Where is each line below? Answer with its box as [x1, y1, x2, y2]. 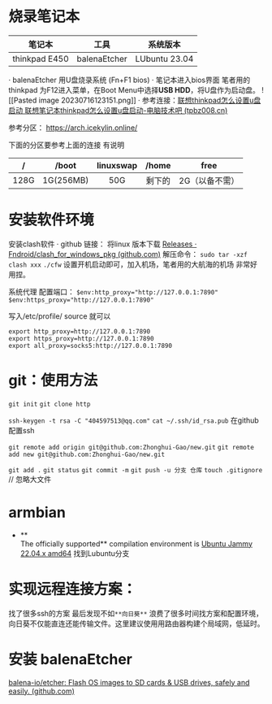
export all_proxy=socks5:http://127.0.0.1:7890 [8, 341, 173, 350]
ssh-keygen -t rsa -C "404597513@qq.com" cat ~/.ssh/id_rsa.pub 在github [8, 415, 260, 425]
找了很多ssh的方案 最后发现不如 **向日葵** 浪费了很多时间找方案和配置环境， [8, 608, 264, 618]
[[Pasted [8, 95, 37, 105]
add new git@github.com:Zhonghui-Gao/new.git [8, 450, 165, 458]
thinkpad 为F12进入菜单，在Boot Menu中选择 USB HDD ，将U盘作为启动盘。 [8, 85, 260, 94]
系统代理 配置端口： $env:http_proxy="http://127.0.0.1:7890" [8, 286, 219, 297]
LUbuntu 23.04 [135, 53, 194, 64]
